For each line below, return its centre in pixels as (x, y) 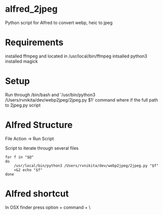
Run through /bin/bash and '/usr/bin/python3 (50, 95)
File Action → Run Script (30, 138)
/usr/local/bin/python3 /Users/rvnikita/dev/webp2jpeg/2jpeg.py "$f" (86, 165)
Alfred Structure (39, 125)
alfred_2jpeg (31, 9)
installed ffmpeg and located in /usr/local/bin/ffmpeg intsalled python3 (76, 56)
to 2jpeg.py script (23, 105)
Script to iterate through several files (42, 148)
